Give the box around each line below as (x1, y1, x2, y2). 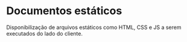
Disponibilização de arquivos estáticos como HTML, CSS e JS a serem (6, 24, 182, 31)
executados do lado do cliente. (6, 30, 83, 37)
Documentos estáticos (6, 4, 122, 18)
